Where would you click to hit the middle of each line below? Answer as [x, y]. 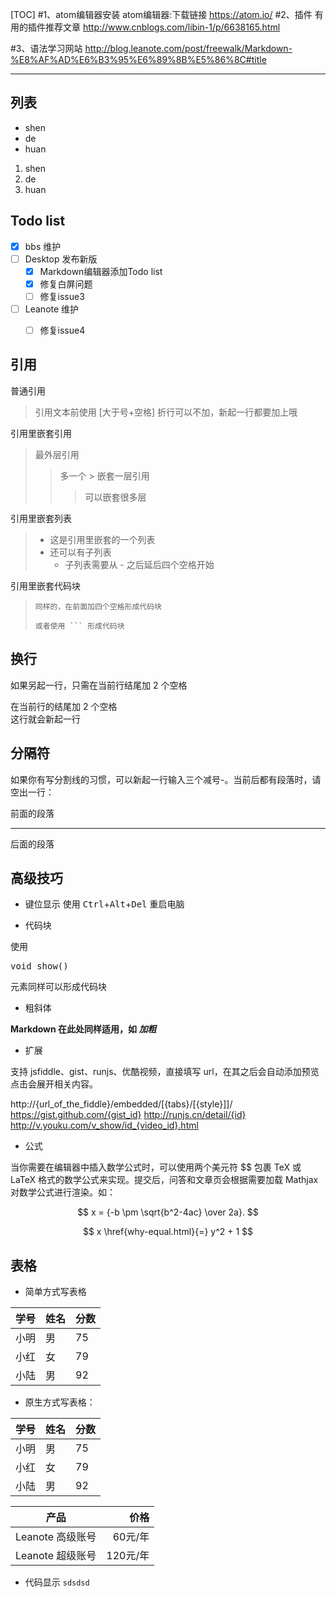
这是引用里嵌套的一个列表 [102, 539]
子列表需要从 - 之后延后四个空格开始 [139, 564]
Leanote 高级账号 [56, 1537]
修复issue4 [62, 330]
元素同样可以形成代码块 [58, 987]
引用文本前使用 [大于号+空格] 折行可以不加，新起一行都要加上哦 [166, 412]
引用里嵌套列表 [41, 518]
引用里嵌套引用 [41, 433]
